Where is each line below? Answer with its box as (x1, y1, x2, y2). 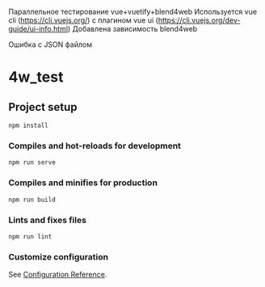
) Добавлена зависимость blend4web (67, 24, 198, 33)
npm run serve (8, 158, 57, 167)
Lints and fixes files (8, 214, 87, 226)
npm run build (8, 196, 57, 204)
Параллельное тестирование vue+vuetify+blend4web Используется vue (8, 7, 257, 16)
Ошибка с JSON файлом (8, 40, 93, 49)
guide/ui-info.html (8, 24, 69, 33)
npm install (8, 121, 48, 129)
